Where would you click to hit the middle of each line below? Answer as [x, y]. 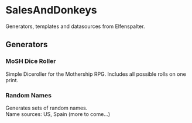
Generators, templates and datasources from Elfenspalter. [75, 26]
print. [12, 80]
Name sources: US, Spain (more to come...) [58, 114]
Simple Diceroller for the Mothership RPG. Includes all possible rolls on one [96, 74]
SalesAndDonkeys [51, 10]
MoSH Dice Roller [31, 61]
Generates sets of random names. [47, 108]
